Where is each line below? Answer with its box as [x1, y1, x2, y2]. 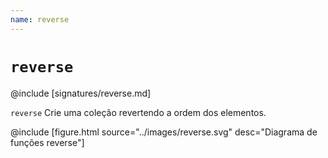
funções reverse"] [10, 136, 85, 148]
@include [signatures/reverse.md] [10, 87, 152, 99]
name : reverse [10, 14, 70, 25]
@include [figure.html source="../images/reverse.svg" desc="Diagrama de [10, 126, 318, 138]
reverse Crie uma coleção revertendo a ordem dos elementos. [10, 106, 267, 118]
